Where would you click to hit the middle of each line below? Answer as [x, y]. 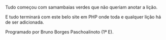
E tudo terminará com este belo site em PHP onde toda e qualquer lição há [83, 17]
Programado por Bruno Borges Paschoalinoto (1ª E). [60, 32]
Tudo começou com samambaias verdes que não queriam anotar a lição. [81, 7]
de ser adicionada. [25, 22]
